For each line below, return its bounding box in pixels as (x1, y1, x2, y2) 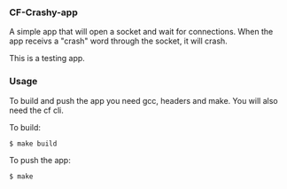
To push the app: (9, 154, 71, 165)
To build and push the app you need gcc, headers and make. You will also (9, 95, 278, 106)
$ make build (9, 139, 58, 148)
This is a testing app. (9, 53, 86, 64)
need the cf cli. (9, 105, 64, 115)
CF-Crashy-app (9, 6, 78, 19)
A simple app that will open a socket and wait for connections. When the (9, 27, 274, 37)
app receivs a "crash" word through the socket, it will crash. (9, 35, 228, 46)
